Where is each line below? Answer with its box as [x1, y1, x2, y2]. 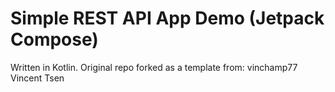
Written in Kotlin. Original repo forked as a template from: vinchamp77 [10, 61, 298, 73]
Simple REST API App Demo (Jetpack [10, 7, 325, 30]
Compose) [10, 28, 99, 51]
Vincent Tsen [10, 72, 65, 84]
